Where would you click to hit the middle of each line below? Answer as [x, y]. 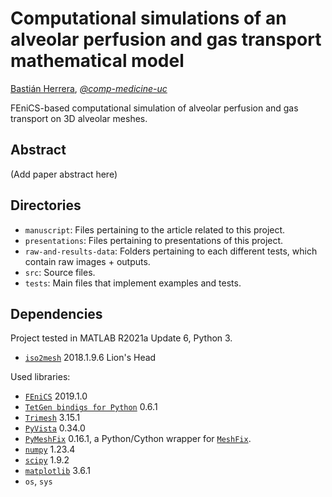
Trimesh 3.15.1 [52, 418]
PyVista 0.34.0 [55, 428]
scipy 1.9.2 [47, 460]
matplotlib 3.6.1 [58, 471]
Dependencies [56, 313]
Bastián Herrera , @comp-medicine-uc [89, 88]
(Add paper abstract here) [64, 174]
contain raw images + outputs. [87, 261]
